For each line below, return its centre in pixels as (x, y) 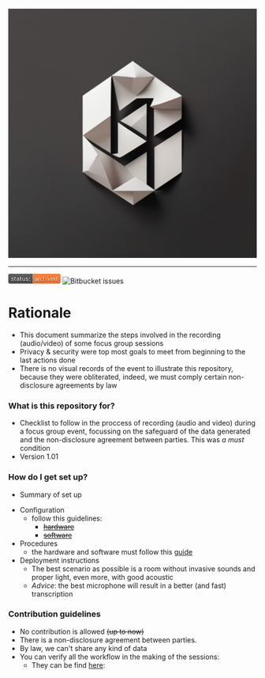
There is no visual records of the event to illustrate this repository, (127, 368)
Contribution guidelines (54, 614)
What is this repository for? (62, 406)
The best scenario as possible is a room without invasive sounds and (143, 568)
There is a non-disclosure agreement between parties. (108, 640)
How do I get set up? (48, 477)
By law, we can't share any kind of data (83, 648)
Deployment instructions (60, 560)
